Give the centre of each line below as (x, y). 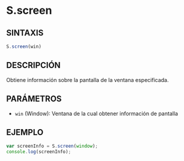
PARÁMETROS (34, 99)
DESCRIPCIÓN (34, 65)
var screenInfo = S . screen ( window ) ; (52, 146)
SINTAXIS (25, 33)
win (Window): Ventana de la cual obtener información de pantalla (97, 113)
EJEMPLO (25, 132)
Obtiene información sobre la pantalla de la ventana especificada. (88, 80)
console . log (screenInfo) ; (38, 152)
